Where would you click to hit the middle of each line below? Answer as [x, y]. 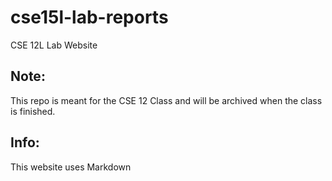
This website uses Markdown [71, 167]
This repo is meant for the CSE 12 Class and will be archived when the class [166, 100]
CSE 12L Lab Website [54, 45]
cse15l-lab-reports [89, 17]
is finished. [33, 111]
